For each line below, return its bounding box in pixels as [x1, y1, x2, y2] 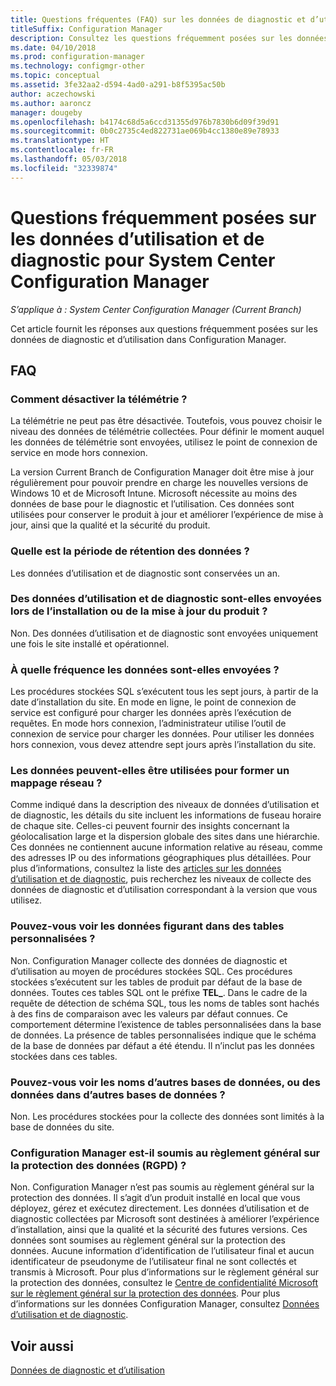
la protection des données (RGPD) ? [10, 1158, 187, 1172]
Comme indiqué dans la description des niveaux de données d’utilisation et [10, 799, 320, 811]
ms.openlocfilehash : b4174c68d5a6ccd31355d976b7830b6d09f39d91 [10, 117, 280, 127]
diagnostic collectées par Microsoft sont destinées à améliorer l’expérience [10, 1213, 320, 1225]
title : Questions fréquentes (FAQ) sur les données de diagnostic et [10, 14, 307, 25]
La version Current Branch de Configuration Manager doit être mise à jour [10, 466, 315, 478]
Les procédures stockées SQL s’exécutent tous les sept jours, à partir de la [10, 686, 319, 698]
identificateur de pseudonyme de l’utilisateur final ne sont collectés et [10, 1256, 297, 1268]
